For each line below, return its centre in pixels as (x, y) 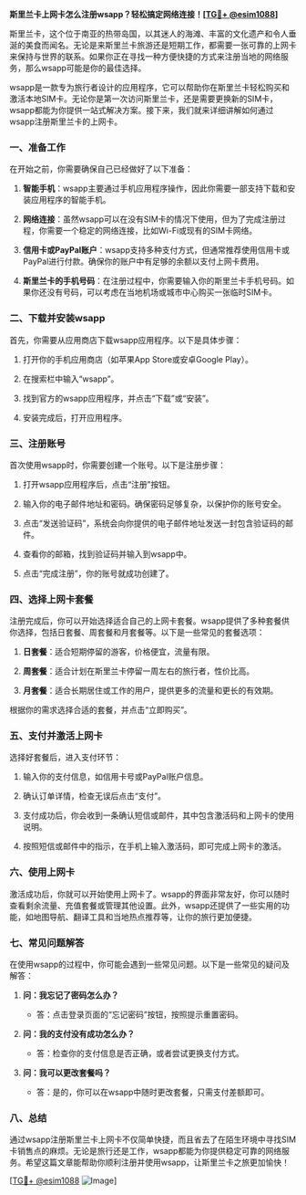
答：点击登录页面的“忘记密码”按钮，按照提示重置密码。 (139, 1015)
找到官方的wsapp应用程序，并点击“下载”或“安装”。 (118, 398)
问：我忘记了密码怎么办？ (71, 995)
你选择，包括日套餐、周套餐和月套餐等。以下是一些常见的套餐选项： (137, 633)
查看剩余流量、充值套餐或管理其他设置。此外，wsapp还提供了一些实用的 (146, 905)
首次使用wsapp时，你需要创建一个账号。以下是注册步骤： (117, 465)
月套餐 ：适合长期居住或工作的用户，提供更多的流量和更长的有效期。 (150, 691)
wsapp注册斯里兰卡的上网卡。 (66, 121)
